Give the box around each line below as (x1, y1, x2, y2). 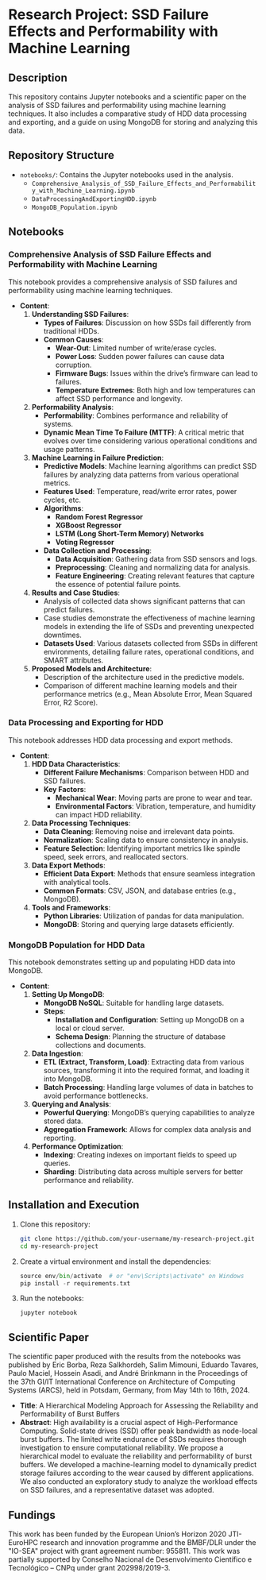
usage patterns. (43, 444, 95, 454)
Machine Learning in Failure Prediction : (31, 453, 164, 462)
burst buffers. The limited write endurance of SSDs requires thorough (19, 1435, 248, 1444)
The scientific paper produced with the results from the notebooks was (8, 1352, 241, 1362)
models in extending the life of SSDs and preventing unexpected (43, 621, 254, 631)
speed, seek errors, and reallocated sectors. (43, 852, 189, 861)
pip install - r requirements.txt (19, 1279, 131, 1288)
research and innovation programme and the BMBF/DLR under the (39, 1538, 256, 1547)
